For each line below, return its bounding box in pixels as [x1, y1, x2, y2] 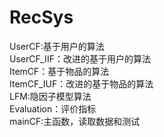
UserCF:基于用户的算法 [9, 40, 105, 52]
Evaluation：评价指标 [9, 102, 97, 115]
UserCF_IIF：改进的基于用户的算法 [9, 52, 151, 65]
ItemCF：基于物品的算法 [9, 65, 110, 77]
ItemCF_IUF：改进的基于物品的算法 [9, 77, 154, 90]
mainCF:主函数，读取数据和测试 [9, 115, 141, 127]
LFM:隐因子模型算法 [9, 90, 92, 102]
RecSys [9, 6, 74, 29]
